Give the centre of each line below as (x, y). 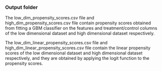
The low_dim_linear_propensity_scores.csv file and (56, 43)
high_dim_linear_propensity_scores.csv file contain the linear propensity (78, 48)
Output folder (22, 7)
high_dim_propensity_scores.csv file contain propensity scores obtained (78, 23)
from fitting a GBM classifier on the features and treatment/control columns (81, 28)
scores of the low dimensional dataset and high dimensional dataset (74, 53)
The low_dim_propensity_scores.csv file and (50, 18)
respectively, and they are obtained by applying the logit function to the (77, 58)
